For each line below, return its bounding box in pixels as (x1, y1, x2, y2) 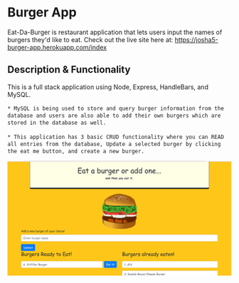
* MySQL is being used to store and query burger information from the (7, 105, 224, 112)
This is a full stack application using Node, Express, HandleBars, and (7, 83, 208, 91)
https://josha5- (174, 35, 218, 43)
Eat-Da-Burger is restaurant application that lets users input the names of (7, 28, 223, 36)
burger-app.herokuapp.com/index (7, 43, 107, 51)
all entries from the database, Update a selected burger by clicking (7, 140, 221, 148)
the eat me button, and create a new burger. (7, 148, 144, 155)
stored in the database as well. (7, 119, 107, 126)
